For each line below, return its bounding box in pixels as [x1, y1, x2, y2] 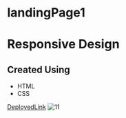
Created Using [7, 63, 70, 75]
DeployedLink [7, 103, 46, 111]
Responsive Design [7, 37, 120, 52]
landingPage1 [7, 5, 86, 21]
